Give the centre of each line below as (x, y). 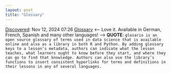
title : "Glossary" (25, 15)
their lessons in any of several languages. (54, 66)
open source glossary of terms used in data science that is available (83, 40)
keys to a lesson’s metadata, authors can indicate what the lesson (80, 48)
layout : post (19, 10)
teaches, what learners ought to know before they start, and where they (86, 53)
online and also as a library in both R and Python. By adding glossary (84, 44)
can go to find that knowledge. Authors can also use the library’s (80, 57)
